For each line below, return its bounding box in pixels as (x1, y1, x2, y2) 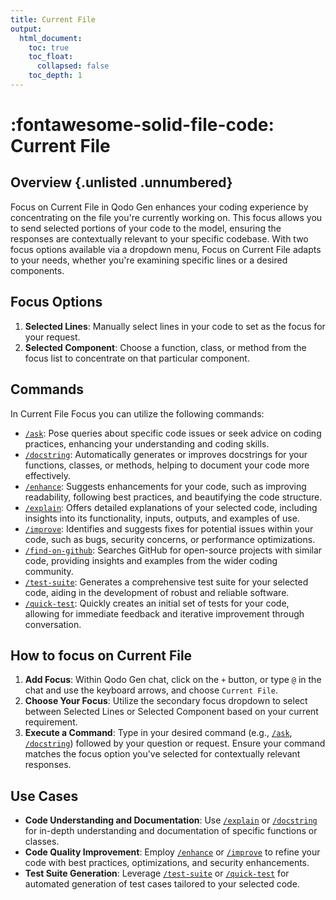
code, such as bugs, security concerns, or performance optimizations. (24, 533, 316, 545)
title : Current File (10, 14, 97, 25)
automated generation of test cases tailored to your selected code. (24, 878, 300, 890)
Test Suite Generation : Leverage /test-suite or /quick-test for (24, 867, 290, 880)
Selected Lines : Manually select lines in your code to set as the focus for (24, 320, 326, 332)
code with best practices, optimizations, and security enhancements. (24, 857, 310, 869)
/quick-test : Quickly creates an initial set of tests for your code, (24, 597, 290, 609)
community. (24, 565, 74, 577)
